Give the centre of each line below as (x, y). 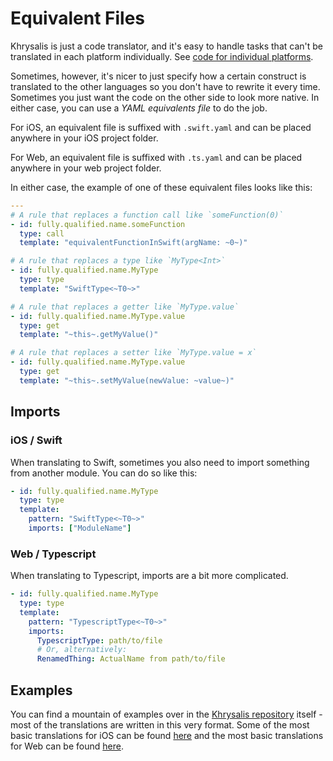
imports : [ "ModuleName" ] (80, 528)
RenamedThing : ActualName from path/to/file (131, 659)
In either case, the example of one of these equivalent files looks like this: (161, 187)
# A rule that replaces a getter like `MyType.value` (125, 307)
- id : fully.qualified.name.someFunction (98, 224)
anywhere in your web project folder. (86, 168)
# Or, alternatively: (82, 650)
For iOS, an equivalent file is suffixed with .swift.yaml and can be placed (161, 127)
